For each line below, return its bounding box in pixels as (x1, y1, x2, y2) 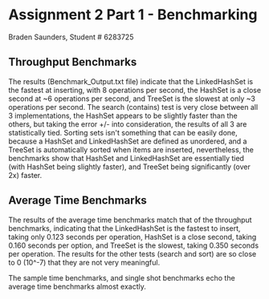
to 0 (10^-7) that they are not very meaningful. (8, 257, 161, 267)
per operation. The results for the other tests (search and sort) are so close (8, 248, 257, 258)
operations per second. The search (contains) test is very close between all (8, 102, 259, 111)
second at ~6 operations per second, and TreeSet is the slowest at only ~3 (8, 94, 255, 103)
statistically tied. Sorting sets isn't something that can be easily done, (8, 127, 238, 137)
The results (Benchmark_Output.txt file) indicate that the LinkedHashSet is (8, 76, 254, 86)
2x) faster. (8, 170, 43, 180)
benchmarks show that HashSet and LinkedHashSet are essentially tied (8, 153, 245, 163)
